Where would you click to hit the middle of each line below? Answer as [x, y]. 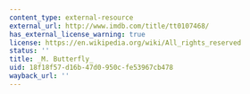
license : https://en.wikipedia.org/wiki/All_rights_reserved [125, 43]
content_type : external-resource [71, 17]
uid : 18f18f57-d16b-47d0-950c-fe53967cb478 [92, 68]
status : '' [29, 51]
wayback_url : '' [39, 76]
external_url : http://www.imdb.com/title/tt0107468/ [109, 26]
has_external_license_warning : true [77, 34]
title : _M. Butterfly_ [51, 59]
